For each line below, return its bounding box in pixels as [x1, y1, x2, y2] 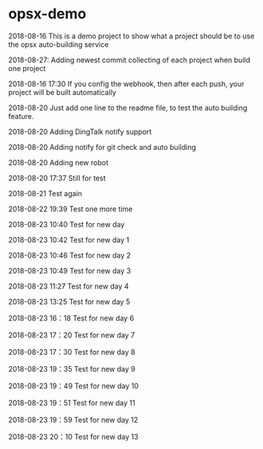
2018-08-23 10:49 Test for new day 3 [8, 266, 131, 275]
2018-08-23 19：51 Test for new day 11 [8, 398, 135, 408]
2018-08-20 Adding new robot [8, 157, 109, 167]
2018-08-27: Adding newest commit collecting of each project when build [8, 55, 251, 65]
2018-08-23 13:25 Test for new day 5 [8, 297, 131, 306]
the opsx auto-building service [8, 39, 109, 49]
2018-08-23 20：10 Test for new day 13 [8, 431, 139, 441]
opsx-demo [8, 5, 87, 23]
